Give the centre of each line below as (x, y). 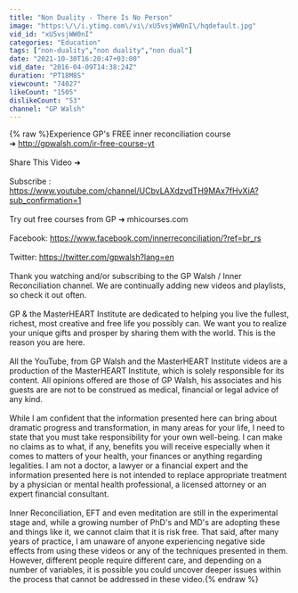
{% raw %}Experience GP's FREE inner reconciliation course (120, 134)
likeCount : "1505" (43, 92)
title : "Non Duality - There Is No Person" (91, 17)
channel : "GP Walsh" (48, 109)
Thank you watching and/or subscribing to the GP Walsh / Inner (125, 276)
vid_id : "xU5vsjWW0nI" (51, 34)
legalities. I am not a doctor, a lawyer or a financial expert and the (129, 465)
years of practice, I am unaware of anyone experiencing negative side (137, 541)
